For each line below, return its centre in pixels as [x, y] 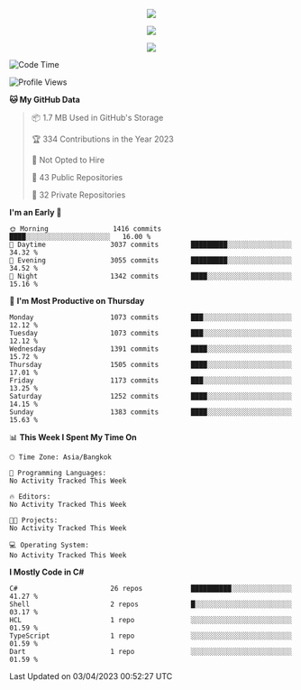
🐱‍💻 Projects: [34, 520]
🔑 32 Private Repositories [78, 195]
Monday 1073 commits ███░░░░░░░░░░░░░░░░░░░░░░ [151, 317]
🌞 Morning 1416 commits [86, 229]
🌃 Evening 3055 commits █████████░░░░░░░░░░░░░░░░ [151, 261]
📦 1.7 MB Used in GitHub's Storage [97, 118]
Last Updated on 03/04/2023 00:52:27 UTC [91, 676]
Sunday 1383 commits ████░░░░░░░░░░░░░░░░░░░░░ [151, 412]
